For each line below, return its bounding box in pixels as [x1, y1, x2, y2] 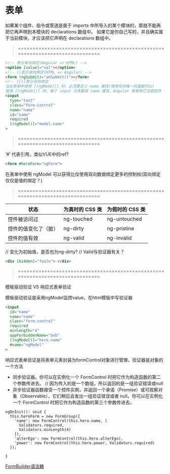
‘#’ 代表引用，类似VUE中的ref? [5, 151, 69, 157]
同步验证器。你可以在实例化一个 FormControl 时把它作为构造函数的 [12, 374, 152, 380]
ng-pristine [107, 225, 135, 232]
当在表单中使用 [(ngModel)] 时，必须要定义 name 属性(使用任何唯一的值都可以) [5, 84, 155, 89]
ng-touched [63, 215, 93, 222]
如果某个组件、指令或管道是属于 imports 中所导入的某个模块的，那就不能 [5, 22, 157, 28]
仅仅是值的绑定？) [5, 177, 43, 183]
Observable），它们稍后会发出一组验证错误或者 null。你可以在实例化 [21, 393, 163, 399]
